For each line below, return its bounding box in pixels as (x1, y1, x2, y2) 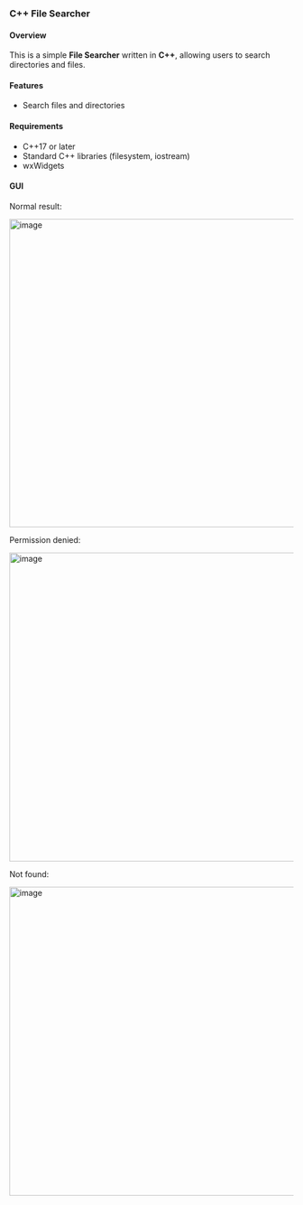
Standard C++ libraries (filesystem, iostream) (22, 150, 191, 161)
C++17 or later (22, 141, 76, 152)
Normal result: (9, 201, 62, 211)
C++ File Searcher (9, 7, 90, 20)
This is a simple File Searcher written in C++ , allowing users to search (9, 50, 271, 61)
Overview (9, 30, 47, 41)
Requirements (9, 120, 64, 131)
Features (9, 79, 43, 90)
